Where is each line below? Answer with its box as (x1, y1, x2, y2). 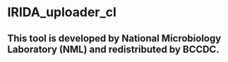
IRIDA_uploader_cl (7, 4, 116, 20)
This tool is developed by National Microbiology (7, 32, 222, 44)
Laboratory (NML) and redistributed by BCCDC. (7, 43, 220, 55)
